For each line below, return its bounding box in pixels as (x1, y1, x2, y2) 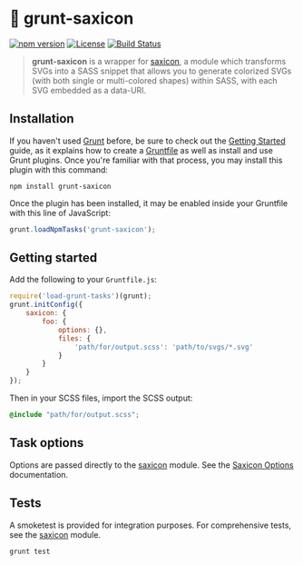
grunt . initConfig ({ (9, 300, 83, 310)
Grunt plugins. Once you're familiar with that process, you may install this (9, 154, 283, 165)
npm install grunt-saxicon (9, 182, 112, 191)
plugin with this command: (9, 164, 109, 175)
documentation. (9, 469, 69, 480)
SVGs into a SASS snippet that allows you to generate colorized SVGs (31, 65, 292, 76)
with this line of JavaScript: (9, 207, 112, 218)
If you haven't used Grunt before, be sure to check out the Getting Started (9, 135, 286, 146)
